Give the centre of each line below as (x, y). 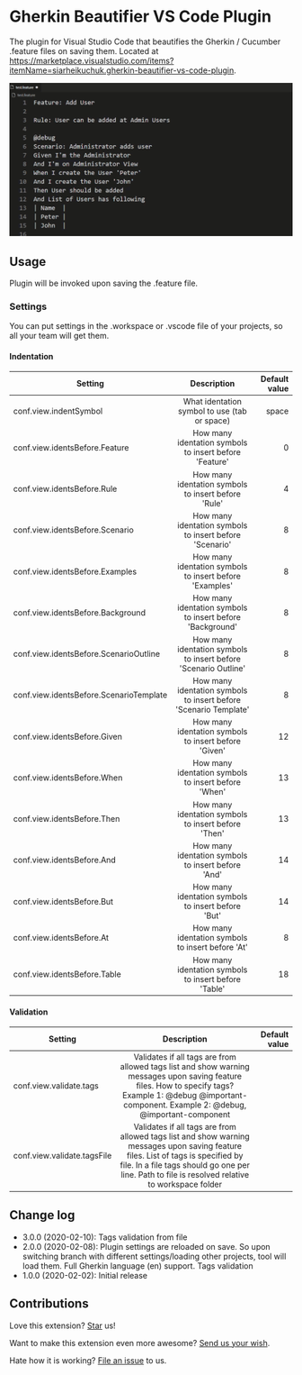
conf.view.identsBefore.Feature (71, 447)
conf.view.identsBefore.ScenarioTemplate (90, 695)
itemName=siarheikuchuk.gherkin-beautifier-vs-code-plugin (122, 70)
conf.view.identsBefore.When (68, 778)
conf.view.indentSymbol (58, 411)
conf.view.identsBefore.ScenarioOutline (86, 654)
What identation (213, 402)
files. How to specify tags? (185, 1086)
